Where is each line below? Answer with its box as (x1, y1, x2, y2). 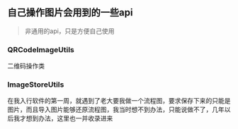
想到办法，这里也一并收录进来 (25, 114, 113, 123)
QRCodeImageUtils (7, 44, 74, 54)
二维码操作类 (7, 62, 45, 70)
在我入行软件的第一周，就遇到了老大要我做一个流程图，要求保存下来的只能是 (7, 97, 231, 105)
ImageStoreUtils (7, 80, 64, 90)
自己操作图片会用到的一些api (7, 6, 133, 19)
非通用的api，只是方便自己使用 (24, 27, 115, 35)
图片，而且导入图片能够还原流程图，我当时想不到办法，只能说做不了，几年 (7, 105, 225, 114)
